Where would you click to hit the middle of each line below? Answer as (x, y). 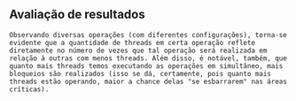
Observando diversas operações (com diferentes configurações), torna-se (148, 35)
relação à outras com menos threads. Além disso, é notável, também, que (148, 58)
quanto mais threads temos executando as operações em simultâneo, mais (146, 66)
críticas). (29, 89)
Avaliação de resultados (77, 15)
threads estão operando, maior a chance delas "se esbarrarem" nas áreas (148, 82)
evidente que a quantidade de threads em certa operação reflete (132, 43)
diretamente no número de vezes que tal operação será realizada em (138, 50)
